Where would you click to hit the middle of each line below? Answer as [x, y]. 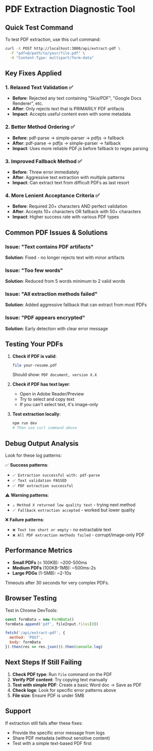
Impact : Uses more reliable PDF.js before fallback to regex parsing [80, 148]
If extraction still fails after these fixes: [44, 723]
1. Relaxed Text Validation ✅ [39, 87]
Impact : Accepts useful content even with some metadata [72, 114]
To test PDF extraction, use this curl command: [53, 39]
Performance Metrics [39, 550]
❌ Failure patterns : [25, 520]
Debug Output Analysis [42, 443]
